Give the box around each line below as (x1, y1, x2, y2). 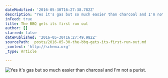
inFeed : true (5, 16, 32, 21)
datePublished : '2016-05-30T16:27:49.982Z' (5, 35, 97, 40)
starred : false (5, 30, 37, 35)
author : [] (5, 26, 28, 31)
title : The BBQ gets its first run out (5, 21, 88, 26)
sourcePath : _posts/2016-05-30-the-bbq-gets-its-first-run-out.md (5, 40, 146, 45)
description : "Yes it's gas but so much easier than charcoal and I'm (5, 12, 155, 17)
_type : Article (5, 49, 37, 54)
